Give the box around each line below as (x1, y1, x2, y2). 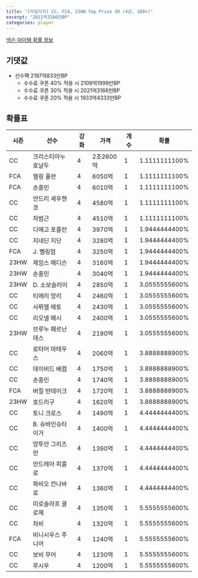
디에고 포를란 (32, 225, 68, 234)
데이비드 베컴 (32, 365, 68, 373)
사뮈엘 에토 (32, 303, 62, 311)
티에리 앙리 (32, 292, 62, 300)
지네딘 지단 (32, 237, 62, 245)
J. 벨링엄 (32, 248, 56, 255)
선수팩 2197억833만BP (14, 72, 68, 80)
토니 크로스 (32, 409, 62, 417)
